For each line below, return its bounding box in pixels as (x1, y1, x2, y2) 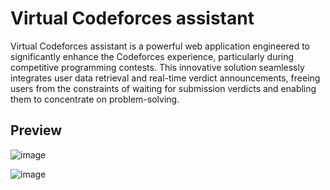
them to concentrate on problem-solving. (10, 93, 180, 105)
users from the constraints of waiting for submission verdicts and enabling (10, 82, 317, 94)
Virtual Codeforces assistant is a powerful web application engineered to (10, 40, 311, 52)
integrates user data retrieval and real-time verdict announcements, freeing (10, 72, 321, 84)
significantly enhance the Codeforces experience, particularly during (10, 50, 295, 62)
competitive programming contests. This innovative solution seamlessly (10, 61, 305, 73)
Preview (10, 122, 63, 139)
